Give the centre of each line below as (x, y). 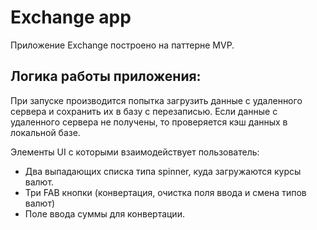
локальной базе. (45, 132)
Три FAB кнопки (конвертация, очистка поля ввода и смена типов (165, 192)
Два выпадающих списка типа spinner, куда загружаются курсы (163, 171)
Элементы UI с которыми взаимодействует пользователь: (135, 152)
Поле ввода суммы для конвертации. (104, 213)
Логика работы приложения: (106, 76)
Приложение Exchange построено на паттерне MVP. (122, 45)
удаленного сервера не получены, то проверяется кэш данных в (149, 122)
